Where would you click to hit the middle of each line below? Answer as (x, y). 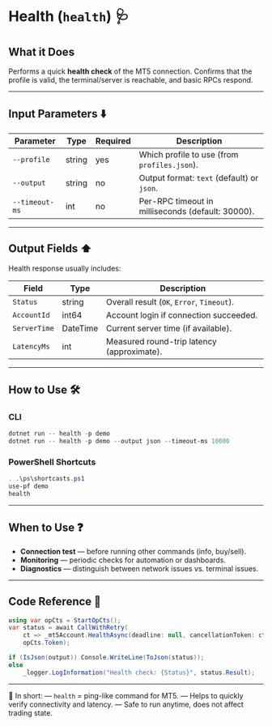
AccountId (31, 315)
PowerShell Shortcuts (52, 462)
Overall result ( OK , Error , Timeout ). (170, 301)
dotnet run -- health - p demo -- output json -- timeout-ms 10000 (119, 442)
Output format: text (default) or (199, 177)
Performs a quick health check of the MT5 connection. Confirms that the (130, 71)
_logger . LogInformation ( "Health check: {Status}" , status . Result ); (139, 673)
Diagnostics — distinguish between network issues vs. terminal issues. (139, 568)
